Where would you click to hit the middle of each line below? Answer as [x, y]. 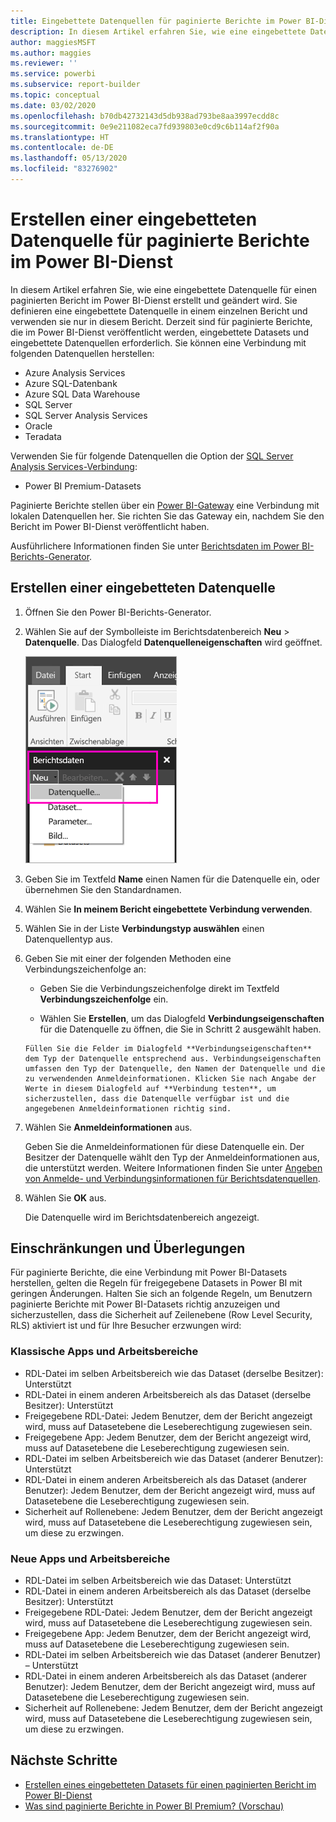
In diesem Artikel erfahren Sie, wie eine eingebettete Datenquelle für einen [164, 289]
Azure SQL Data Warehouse [82, 394]
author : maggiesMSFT [53, 42]
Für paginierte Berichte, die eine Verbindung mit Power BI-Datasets [149, 1272]
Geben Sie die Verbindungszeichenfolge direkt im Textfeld [159, 988]
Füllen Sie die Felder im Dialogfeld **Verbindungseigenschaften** [168, 1048]
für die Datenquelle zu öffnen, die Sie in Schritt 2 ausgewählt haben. [180, 1029]
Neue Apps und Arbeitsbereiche [90, 1558]
